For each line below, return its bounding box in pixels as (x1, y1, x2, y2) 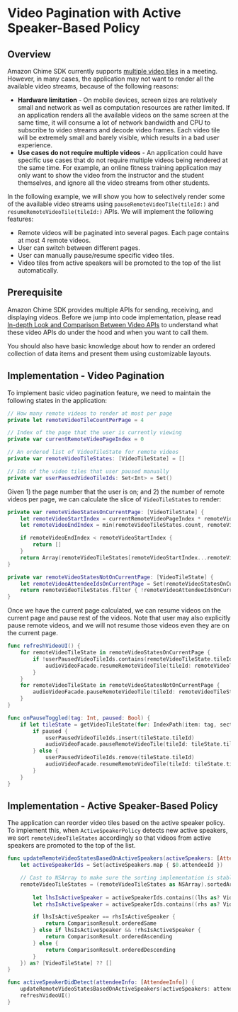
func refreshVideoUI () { (7, 642, 81, 649)
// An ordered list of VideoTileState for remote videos (7, 448, 179, 456)
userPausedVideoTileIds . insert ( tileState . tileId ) (45, 734, 195, 741)
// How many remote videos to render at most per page (7, 409, 173, 417)
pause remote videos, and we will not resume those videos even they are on (7, 621, 229, 630)
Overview (7, 48, 52, 60)
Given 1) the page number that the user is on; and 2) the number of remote (7, 487, 225, 496)
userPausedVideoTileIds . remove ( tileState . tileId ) (45, 754, 195, 761)
